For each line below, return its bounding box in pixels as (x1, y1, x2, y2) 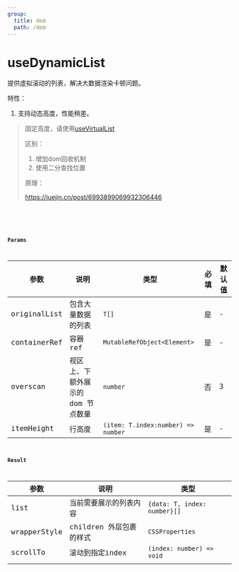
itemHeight (11, 424, 55, 434)
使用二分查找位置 (35, 163, 86, 172)
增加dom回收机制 (35, 155, 87, 163)
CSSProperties (148, 528, 196, 536)
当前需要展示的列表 (69, 499, 134, 508)
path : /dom (14, 24, 46, 31)
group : (7, 10, 27, 18)
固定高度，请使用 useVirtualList (24, 124, 115, 133)
